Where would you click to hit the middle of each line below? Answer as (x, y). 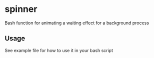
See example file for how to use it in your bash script (59, 50)
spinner (21, 9)
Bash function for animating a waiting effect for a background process (77, 23)
